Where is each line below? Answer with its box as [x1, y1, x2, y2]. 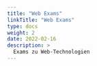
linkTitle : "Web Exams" [7, 16, 75, 23]
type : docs [7, 23, 38, 30]
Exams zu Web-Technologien [13, 49, 90, 56]
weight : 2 [7, 29, 36, 36]
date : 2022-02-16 [7, 36, 57, 43]
